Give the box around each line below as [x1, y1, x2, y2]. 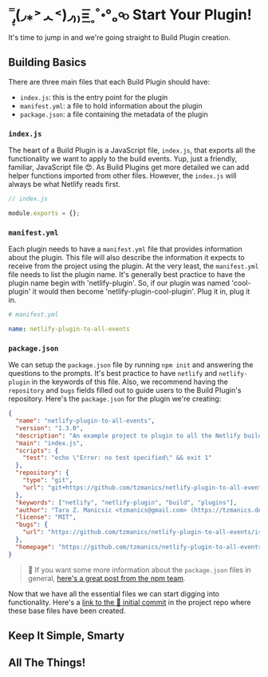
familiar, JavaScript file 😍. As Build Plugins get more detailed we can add [8, 163, 250, 172]
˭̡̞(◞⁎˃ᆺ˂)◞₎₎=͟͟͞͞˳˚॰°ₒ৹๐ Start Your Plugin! [8, 6, 253, 24]
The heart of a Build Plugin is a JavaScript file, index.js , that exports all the [8, 145, 256, 155]
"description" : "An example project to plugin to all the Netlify [15, 431, 241, 440]
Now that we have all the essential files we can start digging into [8, 588, 220, 598]
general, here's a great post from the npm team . [27, 573, 186, 583]
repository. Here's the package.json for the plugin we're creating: [8, 394, 222, 404]
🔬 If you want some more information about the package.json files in [27, 564, 251, 574]
